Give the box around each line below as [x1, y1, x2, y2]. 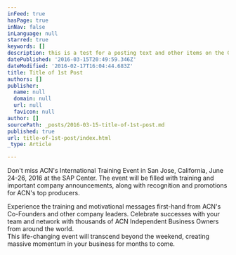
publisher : [7, 82, 39, 89]
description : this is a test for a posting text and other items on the [7, 50, 225, 57]
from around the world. [7, 225, 74, 233]
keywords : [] [7, 43, 46, 50]
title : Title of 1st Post [7, 69, 83, 76]
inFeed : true [7, 10, 46, 18]
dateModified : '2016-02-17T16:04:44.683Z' [7, 63, 133, 70]
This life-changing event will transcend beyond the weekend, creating [7, 233, 209, 241]
